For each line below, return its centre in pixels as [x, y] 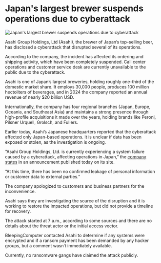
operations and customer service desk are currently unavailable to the [76, 67]
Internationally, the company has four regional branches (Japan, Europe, [78, 107]
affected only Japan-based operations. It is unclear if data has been [73, 137]
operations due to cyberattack [68, 19]
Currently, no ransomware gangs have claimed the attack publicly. [71, 255]
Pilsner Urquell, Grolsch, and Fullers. [42, 122]
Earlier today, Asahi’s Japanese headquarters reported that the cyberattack [80, 131]
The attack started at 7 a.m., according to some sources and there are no [79, 220]
